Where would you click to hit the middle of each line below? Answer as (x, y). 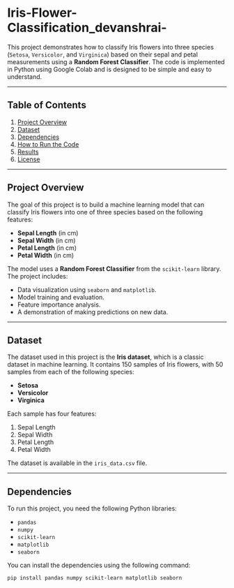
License (29, 159)
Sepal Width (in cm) (46, 240)
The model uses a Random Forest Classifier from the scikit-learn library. (114, 269)
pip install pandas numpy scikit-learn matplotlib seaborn (95, 578)
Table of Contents (47, 105)
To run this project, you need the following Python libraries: (92, 508)
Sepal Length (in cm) (48, 233)
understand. (25, 76)
